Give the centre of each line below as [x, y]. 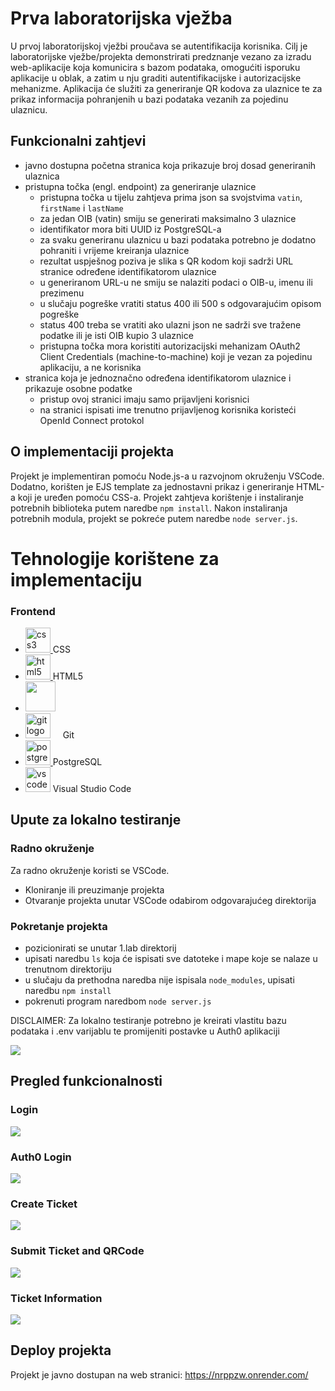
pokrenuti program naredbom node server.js [118, 1001]
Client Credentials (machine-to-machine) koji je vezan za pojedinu [176, 356]
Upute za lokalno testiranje [96, 820]
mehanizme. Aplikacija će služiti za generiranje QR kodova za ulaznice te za [166, 88]
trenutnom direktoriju [68, 969]
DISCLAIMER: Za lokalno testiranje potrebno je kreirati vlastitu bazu [148, 1021]
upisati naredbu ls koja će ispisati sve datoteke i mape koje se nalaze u [171, 959]
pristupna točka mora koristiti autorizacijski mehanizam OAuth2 [170, 346]
